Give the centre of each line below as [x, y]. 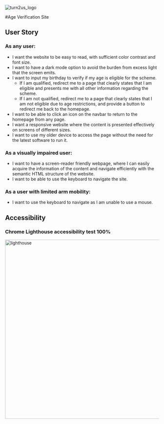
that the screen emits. [34, 72]
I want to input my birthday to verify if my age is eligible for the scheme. [84, 78]
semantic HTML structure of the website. [53, 174]
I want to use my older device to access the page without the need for [82, 135]
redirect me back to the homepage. [55, 109]
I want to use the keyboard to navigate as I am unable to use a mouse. [82, 202]
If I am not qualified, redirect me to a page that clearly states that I [86, 98]
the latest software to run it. [40, 140]
